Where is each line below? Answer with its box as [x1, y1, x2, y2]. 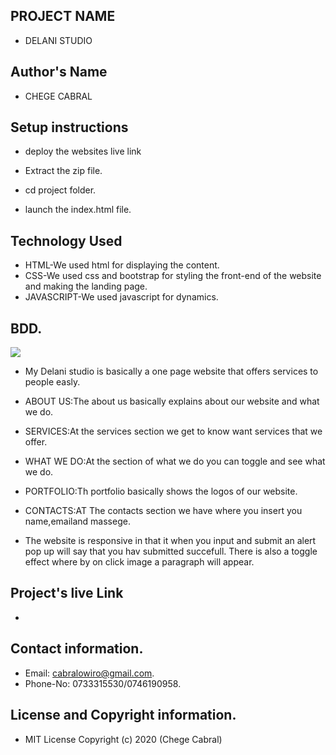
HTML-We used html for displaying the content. [24, 259, 220, 271]
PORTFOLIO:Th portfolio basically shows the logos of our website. [24, 485, 298, 498]
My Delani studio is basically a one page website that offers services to [24, 365, 319, 378]
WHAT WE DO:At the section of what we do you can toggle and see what [24, 455, 326, 468]
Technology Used [10, 232, 123, 249]
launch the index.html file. [24, 204, 132, 216]
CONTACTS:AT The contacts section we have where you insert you [24, 505, 303, 517]
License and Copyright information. [10, 707, 237, 724]
